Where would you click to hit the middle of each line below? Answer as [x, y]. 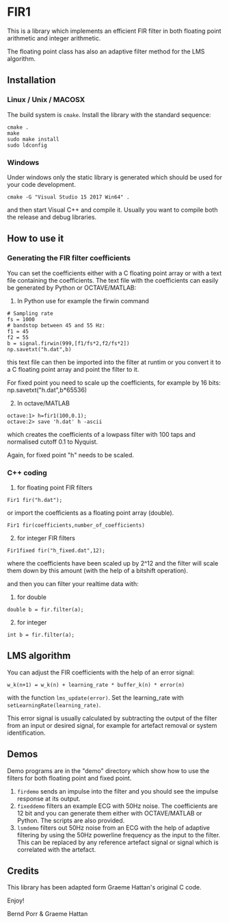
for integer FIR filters [46, 538]
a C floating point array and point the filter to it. [73, 369]
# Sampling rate [30, 313]
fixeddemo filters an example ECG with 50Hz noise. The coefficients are [117, 806]
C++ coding [27, 472]
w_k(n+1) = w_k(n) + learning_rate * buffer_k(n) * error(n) [96, 685]
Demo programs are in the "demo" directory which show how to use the [108, 770]
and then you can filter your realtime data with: [73, 583]
